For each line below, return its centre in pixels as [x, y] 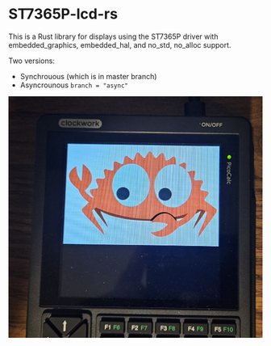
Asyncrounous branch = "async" [74, 85]
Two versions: [31, 61]
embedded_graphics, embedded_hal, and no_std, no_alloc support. [120, 44]
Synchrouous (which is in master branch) [88, 76]
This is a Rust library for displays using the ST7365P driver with [113, 36]
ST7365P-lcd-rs [63, 14]
